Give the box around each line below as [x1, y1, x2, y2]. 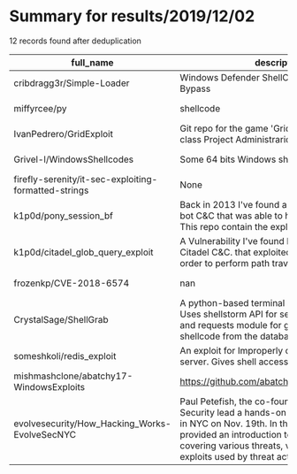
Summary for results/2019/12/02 [9, 6, 255, 27]
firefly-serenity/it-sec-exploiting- [13, 172, 158, 185]
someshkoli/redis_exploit [13, 349, 117, 362]
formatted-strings [13, 184, 89, 196]
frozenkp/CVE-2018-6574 [13, 277, 130, 289]
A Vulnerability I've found [179, 234, 285, 247]
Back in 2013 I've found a [179, 198, 287, 210]
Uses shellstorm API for [179, 308, 278, 320]
